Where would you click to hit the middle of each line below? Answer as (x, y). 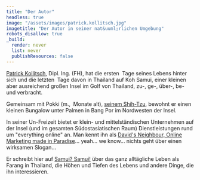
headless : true (25, 17)
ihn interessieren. (27, 172)
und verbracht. (24, 92)
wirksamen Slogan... (31, 147)
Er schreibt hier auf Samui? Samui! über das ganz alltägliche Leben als (93, 158)
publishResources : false (42, 56)
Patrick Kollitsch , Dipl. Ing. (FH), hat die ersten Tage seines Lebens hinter (96, 73)
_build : (16, 39)
